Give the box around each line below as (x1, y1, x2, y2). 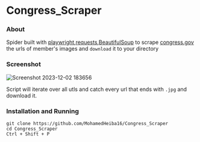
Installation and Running (6, 106, 80, 115)
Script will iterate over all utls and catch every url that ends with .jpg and (6, 85, 187, 93)
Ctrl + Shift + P (6, 131, 50, 137)
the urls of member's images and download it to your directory (6, 45, 159, 52)
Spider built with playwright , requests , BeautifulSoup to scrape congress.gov (6, 39, 195, 46)
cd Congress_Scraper (6, 126, 58, 132)
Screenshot (6, 60, 41, 69)
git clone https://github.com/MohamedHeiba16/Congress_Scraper (6, 121, 169, 127)
